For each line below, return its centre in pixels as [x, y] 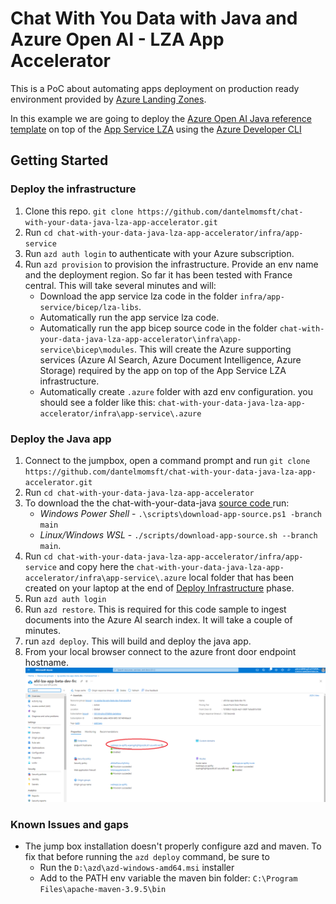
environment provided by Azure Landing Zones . [108, 99]
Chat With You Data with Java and [154, 18]
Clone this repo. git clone [79, 211]
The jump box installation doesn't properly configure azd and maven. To [173, 846]
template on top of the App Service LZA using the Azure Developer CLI [156, 129]
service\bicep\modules [87, 350]
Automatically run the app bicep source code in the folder [158, 328]
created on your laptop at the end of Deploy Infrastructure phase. [159, 588]
